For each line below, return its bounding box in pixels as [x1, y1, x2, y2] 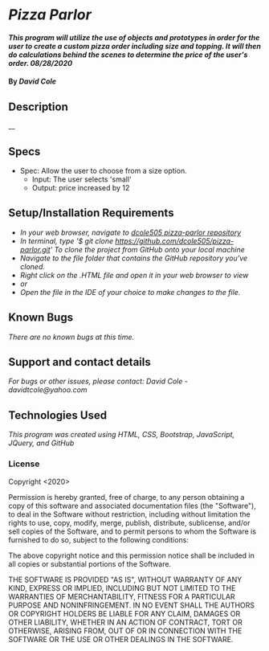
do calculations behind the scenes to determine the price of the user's [8, 50, 248, 59]
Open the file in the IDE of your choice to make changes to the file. [19, 287, 241, 297]
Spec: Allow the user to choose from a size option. [19, 166, 187, 175]
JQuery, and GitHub [8, 438, 75, 448]
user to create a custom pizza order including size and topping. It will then [8, 41, 261, 51]
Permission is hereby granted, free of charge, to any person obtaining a [8, 492, 245, 502]
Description [8, 100, 68, 113]
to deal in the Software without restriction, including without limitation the [8, 509, 251, 519]
